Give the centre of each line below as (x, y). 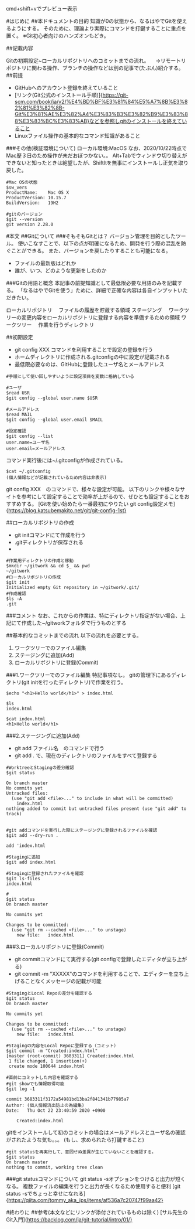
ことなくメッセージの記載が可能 (63, 981)
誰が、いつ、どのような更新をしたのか (60, 270)
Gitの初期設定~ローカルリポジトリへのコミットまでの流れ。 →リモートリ (96, 61)
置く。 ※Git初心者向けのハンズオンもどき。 (58, 36)
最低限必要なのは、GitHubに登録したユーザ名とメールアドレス (89, 364)
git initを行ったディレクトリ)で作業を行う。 (75, 682)
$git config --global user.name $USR (52, 398)
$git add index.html (31, 862)
